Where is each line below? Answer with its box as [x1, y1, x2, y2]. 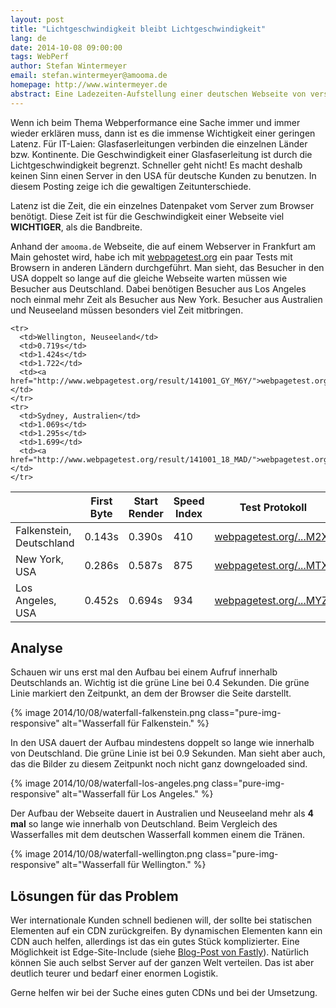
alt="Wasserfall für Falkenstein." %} [61, 717, 210, 730]
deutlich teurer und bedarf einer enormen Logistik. [10, 967, 219, 980]
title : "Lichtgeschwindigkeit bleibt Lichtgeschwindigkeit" [10, 24, 267, 34]
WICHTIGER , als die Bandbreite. [10, 221, 143, 233]
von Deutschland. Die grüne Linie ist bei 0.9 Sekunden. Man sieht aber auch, [10, 747, 326, 760]
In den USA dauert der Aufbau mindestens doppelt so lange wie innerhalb [10, 737, 315, 749]
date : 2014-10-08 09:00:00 [10, 42, 123, 53]
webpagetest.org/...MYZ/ [214, 593, 332, 607]
